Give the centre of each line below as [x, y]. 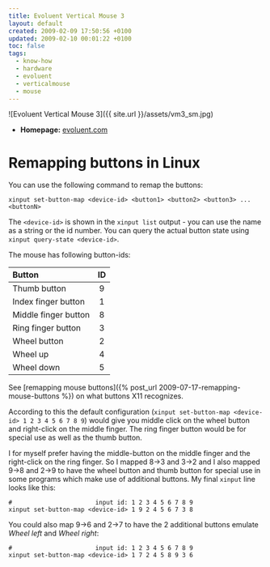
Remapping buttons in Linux [104, 162]
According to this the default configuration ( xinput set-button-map [119, 412]
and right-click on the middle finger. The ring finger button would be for [127, 429]
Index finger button [49, 302]
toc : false [27, 46]
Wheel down [36, 368]
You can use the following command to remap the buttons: [106, 185]
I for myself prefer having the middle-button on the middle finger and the [129, 454]
